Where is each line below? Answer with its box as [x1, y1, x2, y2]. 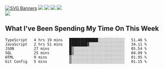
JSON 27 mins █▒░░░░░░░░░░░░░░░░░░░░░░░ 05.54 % [5, 46, 147, 51]
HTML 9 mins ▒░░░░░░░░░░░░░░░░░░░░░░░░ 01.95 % [5, 55, 147, 60]
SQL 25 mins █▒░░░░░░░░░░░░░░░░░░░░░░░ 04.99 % [5, 50, 147, 55]
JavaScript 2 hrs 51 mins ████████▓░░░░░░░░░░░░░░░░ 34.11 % [5, 42, 147, 47]
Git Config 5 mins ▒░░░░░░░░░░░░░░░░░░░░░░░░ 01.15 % [5, 59, 147, 64]
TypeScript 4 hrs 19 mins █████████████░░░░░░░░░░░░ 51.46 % [5, 37, 147, 42]
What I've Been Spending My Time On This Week [5, 25, 159, 33]
